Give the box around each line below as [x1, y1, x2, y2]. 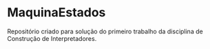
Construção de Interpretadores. [7, 34, 97, 42]
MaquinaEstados [7, 5, 106, 20]
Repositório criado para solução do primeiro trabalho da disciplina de [7, 27, 203, 35]
